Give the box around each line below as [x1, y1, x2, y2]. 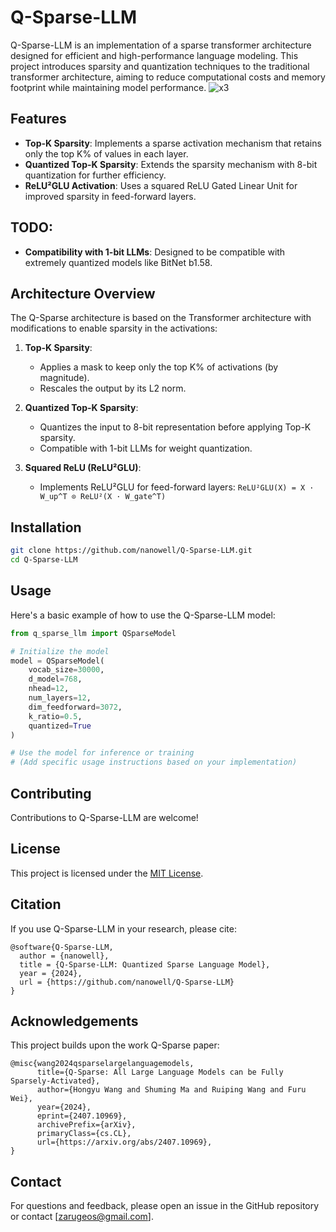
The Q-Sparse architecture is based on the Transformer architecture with [10, 312, 312, 324]
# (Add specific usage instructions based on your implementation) [10, 757, 298, 768]
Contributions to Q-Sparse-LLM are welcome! [10, 811, 199, 823]
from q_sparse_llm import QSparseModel [10, 628, 177, 638]
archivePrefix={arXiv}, [36, 1120, 137, 1130]
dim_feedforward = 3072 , [28, 702, 123, 712]
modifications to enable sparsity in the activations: [10, 322, 218, 335]
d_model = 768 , [28, 674, 83, 685]
